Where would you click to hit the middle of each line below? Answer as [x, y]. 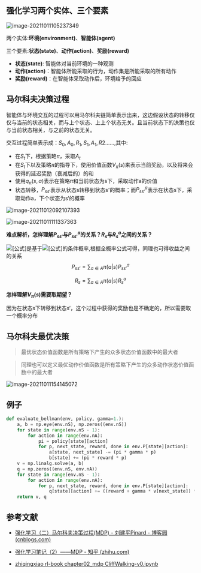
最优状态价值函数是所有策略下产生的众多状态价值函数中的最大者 [99, 352]
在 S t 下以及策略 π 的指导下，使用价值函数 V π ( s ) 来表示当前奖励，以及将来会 [104, 166]
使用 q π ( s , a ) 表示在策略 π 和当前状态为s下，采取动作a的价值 [86, 182]
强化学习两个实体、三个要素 [57, 11]
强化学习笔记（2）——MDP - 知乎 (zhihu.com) [72, 551]
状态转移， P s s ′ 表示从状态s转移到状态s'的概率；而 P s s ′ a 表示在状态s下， [101, 190]
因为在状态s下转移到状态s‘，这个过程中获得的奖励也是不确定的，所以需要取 [99, 308]
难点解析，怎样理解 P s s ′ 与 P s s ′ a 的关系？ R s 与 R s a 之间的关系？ [79, 235]
